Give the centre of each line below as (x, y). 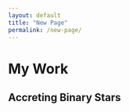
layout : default (34, 15)
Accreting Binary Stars (64, 98)
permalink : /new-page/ (45, 30)
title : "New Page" (38, 23)
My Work (38, 69)
